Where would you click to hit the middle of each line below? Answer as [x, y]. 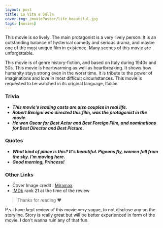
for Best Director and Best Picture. [48, 128]
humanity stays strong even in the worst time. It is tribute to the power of [79, 73]
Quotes [14, 141]
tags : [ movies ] [21, 23]
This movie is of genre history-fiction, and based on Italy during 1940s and [81, 63]
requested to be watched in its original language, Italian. [62, 84]
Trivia [12, 97]
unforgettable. [19, 53]
